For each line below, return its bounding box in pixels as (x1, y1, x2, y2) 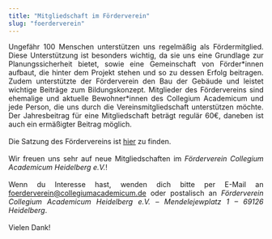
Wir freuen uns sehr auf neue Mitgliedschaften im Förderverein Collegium (8, 153, 264, 163)
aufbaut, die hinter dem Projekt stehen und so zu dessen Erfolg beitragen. (8, 67, 264, 77)
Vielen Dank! (8, 222, 51, 232)
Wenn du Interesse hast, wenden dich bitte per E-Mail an (8, 179, 264, 189)
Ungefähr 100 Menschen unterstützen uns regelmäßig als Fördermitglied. (8, 41, 264, 51)
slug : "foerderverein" (8, 19, 85, 28)
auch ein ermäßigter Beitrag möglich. (8, 119, 132, 129)
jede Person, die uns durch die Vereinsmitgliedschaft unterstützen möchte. (8, 102, 264, 112)
